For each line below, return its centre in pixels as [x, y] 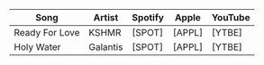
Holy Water [37, 47]
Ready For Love [47, 32]
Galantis [106, 47]
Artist [106, 17]
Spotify [148, 17]
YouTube [231, 17]
